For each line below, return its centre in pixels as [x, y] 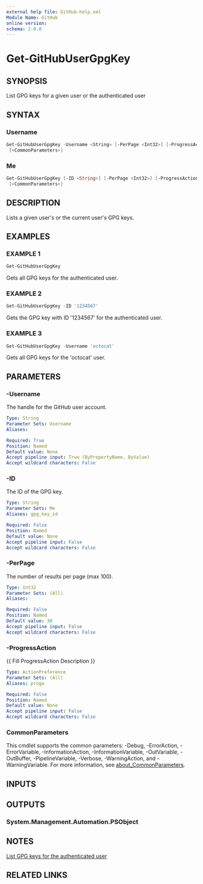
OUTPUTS [26, 805]
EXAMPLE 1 [24, 253]
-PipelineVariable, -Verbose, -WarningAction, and [94, 758]
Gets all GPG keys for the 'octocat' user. [56, 358]
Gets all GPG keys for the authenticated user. [62, 278]
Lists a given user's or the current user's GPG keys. [70, 217]
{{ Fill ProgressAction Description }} [51, 661]
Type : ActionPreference [36, 672]
